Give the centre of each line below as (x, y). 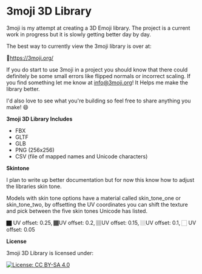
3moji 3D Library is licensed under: (50, 253)
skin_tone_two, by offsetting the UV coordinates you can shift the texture (97, 204)
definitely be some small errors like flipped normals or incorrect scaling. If (99, 76)
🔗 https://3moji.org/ (30, 58)
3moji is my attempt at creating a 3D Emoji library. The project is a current (98, 28)
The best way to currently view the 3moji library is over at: (79, 46)
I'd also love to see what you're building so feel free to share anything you (99, 101)
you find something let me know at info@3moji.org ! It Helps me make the (97, 82)
